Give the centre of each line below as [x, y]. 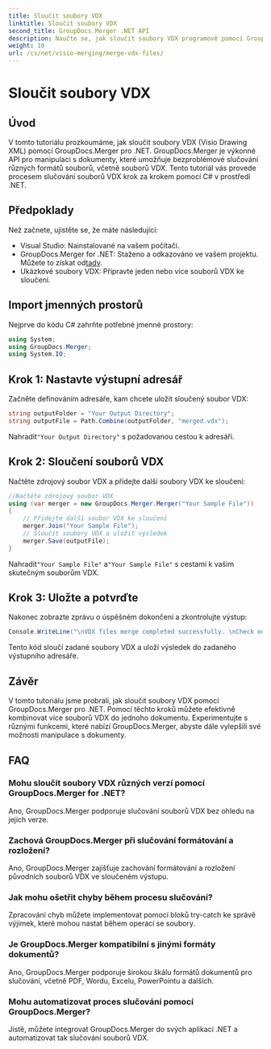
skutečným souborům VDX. [54, 572]
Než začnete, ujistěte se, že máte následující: [83, 230]
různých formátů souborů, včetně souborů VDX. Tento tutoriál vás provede [132, 168]
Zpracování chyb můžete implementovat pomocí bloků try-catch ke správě [132, 915]
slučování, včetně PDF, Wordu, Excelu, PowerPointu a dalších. [111, 980]
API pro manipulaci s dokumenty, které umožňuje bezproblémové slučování [133, 159]
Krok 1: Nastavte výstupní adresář [96, 379]
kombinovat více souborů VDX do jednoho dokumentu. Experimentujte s [128, 718]
